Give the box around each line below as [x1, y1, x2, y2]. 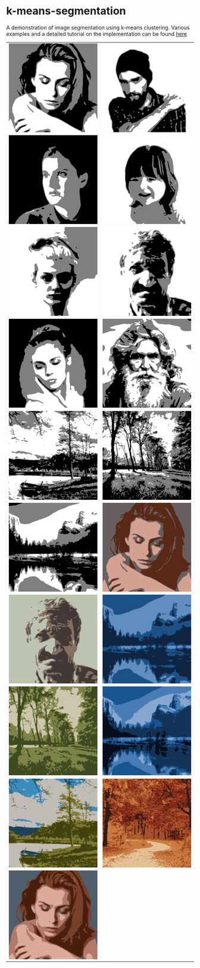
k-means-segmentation [6, 4, 126, 18]
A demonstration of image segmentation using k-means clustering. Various [6, 24, 190, 31]
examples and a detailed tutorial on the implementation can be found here [6, 30, 187, 37]
